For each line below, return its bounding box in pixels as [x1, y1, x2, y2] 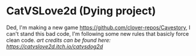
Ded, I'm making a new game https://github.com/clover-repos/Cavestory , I [6, 24, 191, 31]
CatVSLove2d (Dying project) [6, 4, 156, 18]
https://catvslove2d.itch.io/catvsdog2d [6, 43, 103, 50]
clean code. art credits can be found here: [6, 36, 111, 43]
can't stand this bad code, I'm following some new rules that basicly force [6, 30, 189, 37]
